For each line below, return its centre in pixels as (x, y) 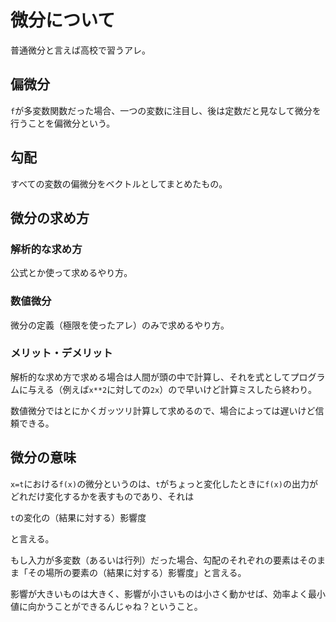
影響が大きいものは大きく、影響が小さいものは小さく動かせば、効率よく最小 (168, 593)
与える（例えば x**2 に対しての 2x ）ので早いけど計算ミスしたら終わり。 (172, 389)
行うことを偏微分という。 (63, 123)
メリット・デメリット (61, 353)
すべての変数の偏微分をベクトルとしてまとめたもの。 (119, 183)
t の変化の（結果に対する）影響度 (78, 517)
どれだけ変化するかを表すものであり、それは (102, 496)
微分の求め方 (50, 217)
